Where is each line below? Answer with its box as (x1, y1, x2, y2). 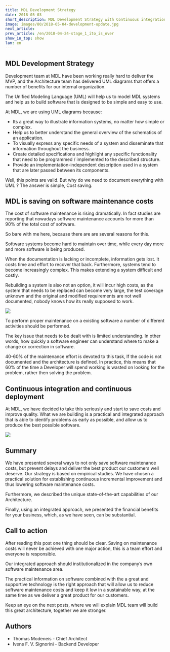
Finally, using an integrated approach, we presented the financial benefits (5, 506, 158, 512)
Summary (5, 446, 37, 455)
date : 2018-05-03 (5, 12, 42, 17)
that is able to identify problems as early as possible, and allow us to (5, 417, 148, 423)
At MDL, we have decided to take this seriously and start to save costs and (5, 406, 161, 412)
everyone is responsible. (5, 550, 57, 557)
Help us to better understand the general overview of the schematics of (12, 129, 162, 135)
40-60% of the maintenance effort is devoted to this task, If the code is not (5, 353, 162, 360)
